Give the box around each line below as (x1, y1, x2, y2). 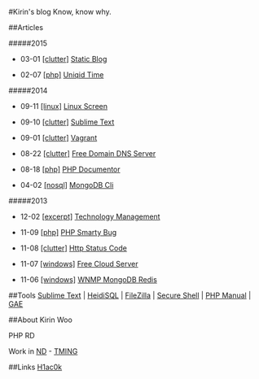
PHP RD (8, 331, 35, 340)
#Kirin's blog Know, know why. (8, 7, 112, 16)
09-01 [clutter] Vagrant (20, 133, 98, 142)
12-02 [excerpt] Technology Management (20, 211, 160, 221)
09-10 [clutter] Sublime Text (20, 117, 115, 127)
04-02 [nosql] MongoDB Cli (20, 181, 114, 189)
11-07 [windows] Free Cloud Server (20, 259, 138, 268)
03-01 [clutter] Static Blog (20, 54, 108, 63)
